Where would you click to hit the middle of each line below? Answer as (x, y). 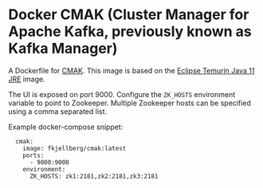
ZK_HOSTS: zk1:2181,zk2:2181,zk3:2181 (94, 176)
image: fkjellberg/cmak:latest (75, 148)
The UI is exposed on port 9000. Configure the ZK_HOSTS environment (122, 94)
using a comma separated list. (58, 111)
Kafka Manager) (63, 49)
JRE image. (27, 79)
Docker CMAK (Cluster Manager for (129, 15)
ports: (33, 155)
